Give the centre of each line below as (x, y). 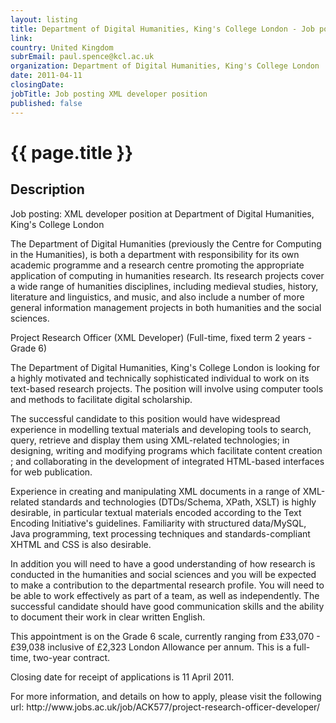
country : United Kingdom (62, 47)
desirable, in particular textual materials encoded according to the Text (156, 512)
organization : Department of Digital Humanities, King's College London (165, 66)
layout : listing (44, 19)
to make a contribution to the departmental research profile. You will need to (167, 585)
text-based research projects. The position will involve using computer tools (167, 388)
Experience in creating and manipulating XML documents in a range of (155, 491)
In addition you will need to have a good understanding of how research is (163, 563)
